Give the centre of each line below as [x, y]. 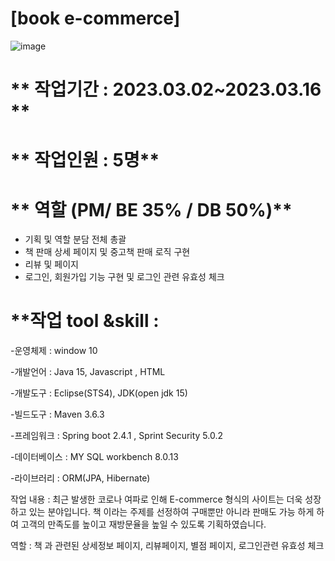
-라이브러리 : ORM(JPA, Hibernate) [80, 478]
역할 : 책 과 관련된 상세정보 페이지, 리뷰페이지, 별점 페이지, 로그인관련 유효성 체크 [167, 546]
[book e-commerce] [95, 18]
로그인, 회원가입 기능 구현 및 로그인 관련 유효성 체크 [124, 277]
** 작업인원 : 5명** [85, 160]
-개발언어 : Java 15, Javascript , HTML [88, 372]
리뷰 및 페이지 [51, 264]
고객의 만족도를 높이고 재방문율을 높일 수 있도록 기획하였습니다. [143, 524]
